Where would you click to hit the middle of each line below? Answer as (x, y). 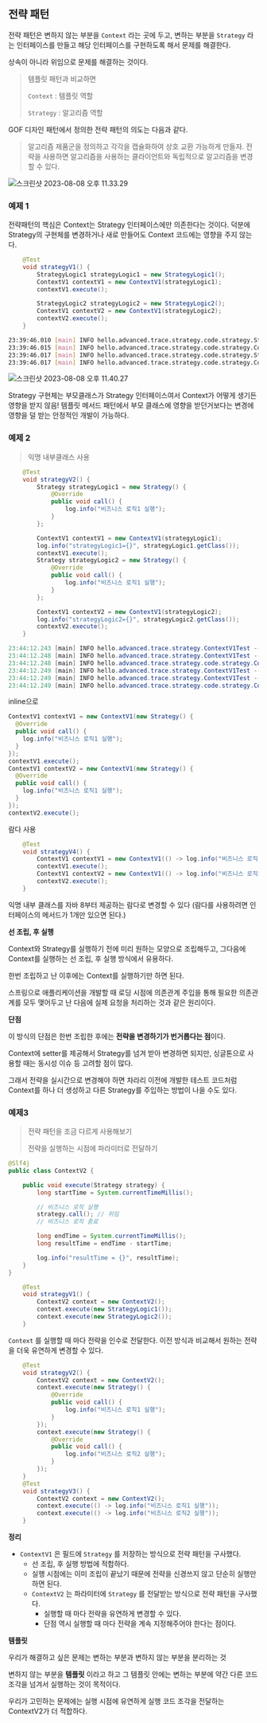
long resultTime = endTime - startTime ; (104, 1244)
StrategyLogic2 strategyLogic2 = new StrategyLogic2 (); (131, 304)
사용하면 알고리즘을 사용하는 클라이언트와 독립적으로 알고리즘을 (140, 156)
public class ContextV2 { (51, 1170)
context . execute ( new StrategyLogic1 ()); (104, 1309)
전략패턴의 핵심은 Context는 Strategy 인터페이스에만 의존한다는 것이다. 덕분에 (129, 225)
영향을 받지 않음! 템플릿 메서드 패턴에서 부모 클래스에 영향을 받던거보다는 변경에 (131, 405)
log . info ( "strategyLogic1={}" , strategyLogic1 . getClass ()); (138, 545)
